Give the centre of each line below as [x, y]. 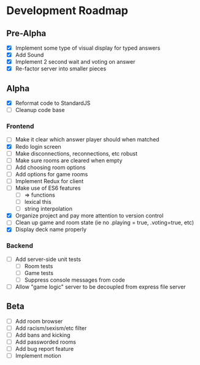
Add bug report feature [44, 349]
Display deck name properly [51, 230]
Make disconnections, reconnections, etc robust [76, 153]
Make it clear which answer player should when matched [87, 140]
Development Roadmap [67, 11]
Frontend [20, 126]
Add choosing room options [50, 167]
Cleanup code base [40, 110]
